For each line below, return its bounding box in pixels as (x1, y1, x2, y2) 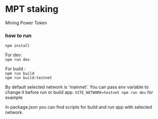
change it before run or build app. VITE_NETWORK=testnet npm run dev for (5, 89, 153, 95)
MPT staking (5, 3, 59, 15)
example (5, 95, 23, 101)
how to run (5, 32, 32, 39)
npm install (5, 43, 30, 48)
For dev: (5, 52, 22, 58)
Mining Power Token (5, 20, 47, 26)
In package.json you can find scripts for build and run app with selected (5, 104, 153, 110)
